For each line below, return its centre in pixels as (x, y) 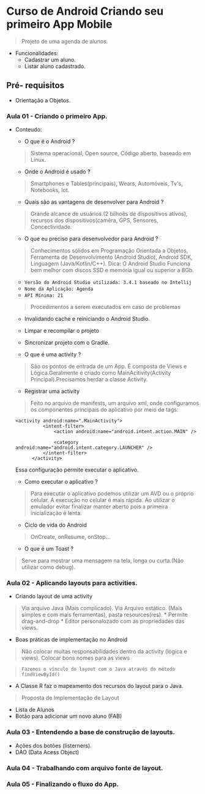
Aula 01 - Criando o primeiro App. (57, 116)
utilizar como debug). (48, 567)
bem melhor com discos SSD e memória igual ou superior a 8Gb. (112, 270)
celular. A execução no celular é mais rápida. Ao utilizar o (103, 500)
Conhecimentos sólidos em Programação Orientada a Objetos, (109, 251)
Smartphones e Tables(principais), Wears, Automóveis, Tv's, (107, 184)
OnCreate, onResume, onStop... (70, 537)
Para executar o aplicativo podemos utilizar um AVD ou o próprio (112, 494)
